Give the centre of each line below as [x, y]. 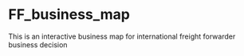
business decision [38, 44]
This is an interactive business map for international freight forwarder [122, 36]
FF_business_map [69, 15]
